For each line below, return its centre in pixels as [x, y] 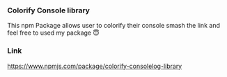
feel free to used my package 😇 [53, 33]
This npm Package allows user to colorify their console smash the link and [114, 26]
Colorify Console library [49, 10]
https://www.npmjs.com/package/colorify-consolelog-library [95, 66]
